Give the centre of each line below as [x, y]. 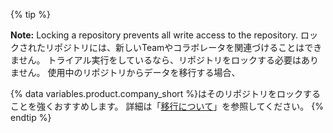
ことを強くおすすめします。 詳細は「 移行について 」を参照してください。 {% [167, 106]
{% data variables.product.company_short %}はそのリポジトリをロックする [166, 93]
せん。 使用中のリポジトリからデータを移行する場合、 [129, 72]
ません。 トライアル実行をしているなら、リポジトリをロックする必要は [156, 60]
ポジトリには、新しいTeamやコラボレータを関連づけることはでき [188, 47]
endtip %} [31, 117]
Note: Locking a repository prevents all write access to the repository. [154, 35]
